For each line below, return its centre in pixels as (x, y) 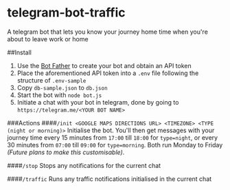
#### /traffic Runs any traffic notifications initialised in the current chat (110, 179)
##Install (20, 52)
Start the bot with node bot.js (59, 95)
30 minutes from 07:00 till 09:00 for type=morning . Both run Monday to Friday (115, 145)
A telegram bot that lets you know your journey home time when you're (107, 32)
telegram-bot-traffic (66, 13)
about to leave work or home (48, 39)
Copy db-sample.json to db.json (62, 87)
